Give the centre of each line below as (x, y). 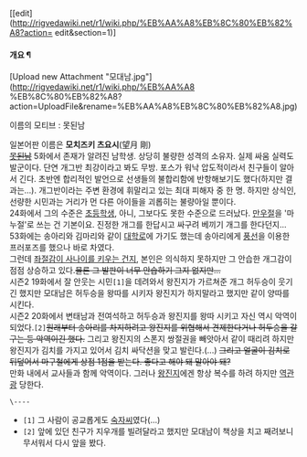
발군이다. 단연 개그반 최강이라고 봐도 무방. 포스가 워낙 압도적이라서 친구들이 (143, 167)
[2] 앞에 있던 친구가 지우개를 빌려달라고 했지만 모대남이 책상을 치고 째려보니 (158, 431)
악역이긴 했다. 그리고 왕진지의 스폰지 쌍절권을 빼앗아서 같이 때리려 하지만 (165, 339)
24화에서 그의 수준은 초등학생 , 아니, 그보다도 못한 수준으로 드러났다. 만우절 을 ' (148, 213)
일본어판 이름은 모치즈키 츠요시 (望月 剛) (80, 144)
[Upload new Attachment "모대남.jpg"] (81, 77)
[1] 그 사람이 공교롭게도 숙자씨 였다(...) (91, 420)
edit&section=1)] (85, 32)
